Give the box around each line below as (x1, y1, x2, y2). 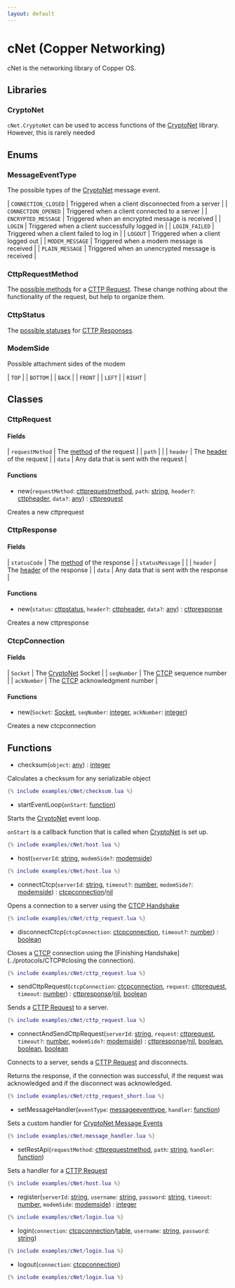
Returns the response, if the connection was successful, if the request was (7, 1072, 224, 1080)
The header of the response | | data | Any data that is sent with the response (7, 566, 228, 574)
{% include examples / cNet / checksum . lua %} (7, 788, 133, 795)
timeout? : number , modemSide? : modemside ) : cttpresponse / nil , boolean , (17, 1037, 224, 1046)
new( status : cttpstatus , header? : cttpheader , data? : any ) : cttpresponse (17, 604, 223, 613)
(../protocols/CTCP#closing (7, 956, 86, 964)
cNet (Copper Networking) (7, 40, 166, 56)
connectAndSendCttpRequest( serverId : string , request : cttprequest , (17, 1030, 215, 1038)
